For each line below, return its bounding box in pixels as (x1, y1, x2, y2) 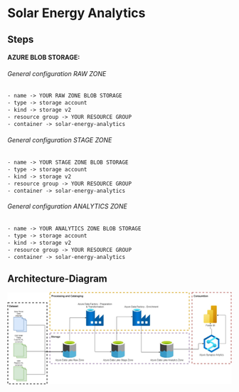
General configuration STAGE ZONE (7, 135, 112, 144)
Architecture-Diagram (7, 272, 108, 285)
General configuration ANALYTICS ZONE (7, 202, 128, 211)
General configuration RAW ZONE (7, 69, 107, 78)
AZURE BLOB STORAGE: (7, 53, 80, 62)
